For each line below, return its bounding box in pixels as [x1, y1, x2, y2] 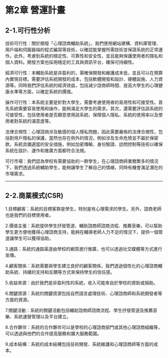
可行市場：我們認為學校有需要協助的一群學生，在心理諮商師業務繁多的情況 [5, 158, 158, 164]
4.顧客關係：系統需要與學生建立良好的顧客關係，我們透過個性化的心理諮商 [5, 263, 158, 269]
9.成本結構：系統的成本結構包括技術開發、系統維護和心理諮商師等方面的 [5, 341, 154, 347]
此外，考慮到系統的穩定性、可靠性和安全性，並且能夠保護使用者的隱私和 [13, 53, 163, 59]
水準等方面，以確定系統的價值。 [9, 89, 75, 94]
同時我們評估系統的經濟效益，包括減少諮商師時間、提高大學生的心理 [18, 82, 158, 88]
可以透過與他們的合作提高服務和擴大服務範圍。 [5, 330, 101, 336]
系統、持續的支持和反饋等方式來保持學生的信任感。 [9, 269, 115, 275]
